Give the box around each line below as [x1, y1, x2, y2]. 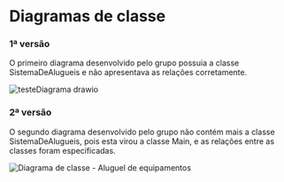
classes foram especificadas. [9, 145, 117, 155]
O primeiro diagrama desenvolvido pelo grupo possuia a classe [9, 57, 240, 68]
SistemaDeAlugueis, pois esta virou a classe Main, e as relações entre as [9, 135, 275, 147]
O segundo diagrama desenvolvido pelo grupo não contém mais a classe [9, 126, 276, 137]
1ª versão [9, 38, 50, 50]
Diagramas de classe [9, 6, 166, 27]
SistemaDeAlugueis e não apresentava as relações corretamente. [9, 67, 248, 78]
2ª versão [9, 106, 52, 118]
